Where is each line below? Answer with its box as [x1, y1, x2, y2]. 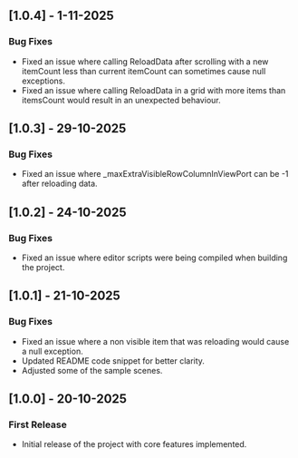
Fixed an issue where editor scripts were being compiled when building [21, 252, 288, 263]
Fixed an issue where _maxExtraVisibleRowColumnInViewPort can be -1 [21, 169, 289, 180]
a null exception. [21, 346, 83, 356]
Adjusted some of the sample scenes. [21, 365, 163, 375]
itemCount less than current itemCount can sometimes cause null [21, 65, 266, 76]
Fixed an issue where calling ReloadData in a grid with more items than [21, 84, 286, 95]
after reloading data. [21, 178, 98, 190]
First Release [8, 418, 67, 431]
